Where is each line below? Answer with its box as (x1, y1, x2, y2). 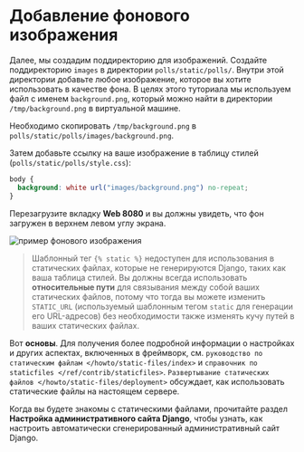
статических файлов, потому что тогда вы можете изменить (31, 291, 266, 302)
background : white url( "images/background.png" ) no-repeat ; (17, 183, 249, 192)
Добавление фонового (9, 5, 190, 26)
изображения (9, 24, 119, 45)
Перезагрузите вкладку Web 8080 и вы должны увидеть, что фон (9, 207, 264, 218)
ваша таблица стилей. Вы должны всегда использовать (31, 272, 248, 283)
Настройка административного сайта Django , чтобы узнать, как (9, 413, 263, 424)
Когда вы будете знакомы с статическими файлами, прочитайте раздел (9, 403, 288, 414)
